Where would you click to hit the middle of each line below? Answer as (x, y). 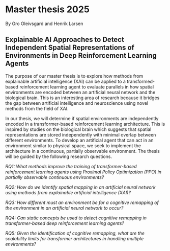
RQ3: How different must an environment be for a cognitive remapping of (82, 202)
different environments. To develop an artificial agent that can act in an (79, 140)
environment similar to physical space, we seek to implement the (73, 145)
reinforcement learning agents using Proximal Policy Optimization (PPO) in (83, 172)
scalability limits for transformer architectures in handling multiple (75, 238)
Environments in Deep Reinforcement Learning (81, 55)
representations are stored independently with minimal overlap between (81, 134)
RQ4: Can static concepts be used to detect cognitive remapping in (76, 218)
